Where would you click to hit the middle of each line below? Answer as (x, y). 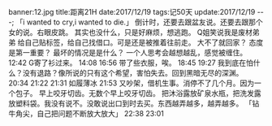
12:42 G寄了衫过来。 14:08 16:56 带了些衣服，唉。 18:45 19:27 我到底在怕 (131, 63)
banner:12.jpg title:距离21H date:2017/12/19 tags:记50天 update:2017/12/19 (132, 12)
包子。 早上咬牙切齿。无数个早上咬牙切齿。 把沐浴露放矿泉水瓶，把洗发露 (138, 93)
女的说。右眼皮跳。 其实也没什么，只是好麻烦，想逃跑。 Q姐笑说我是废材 (131, 32)
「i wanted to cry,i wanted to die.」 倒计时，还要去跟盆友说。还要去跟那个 (140, 22)
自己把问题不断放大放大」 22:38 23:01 (100, 113)
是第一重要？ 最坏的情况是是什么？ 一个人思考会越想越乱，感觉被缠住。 (128, 52)
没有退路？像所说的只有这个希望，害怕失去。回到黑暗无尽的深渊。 (133, 73)
